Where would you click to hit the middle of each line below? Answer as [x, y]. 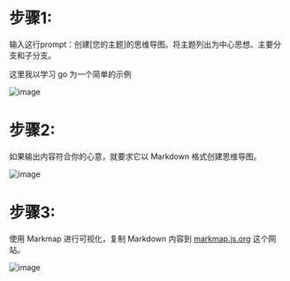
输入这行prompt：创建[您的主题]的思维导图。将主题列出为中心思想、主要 [141, 44]
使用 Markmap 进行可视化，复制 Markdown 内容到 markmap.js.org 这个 [139, 239]
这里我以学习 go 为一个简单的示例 [70, 74]
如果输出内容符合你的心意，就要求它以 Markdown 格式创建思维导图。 [135, 156]
